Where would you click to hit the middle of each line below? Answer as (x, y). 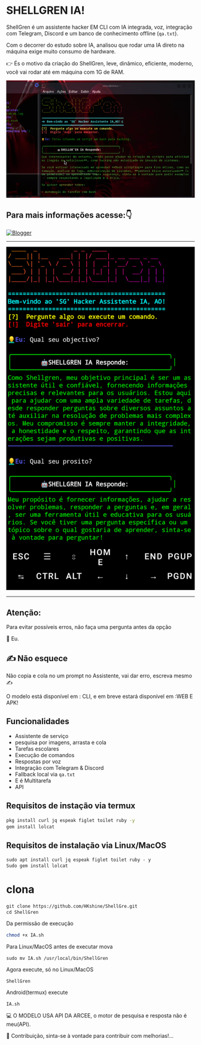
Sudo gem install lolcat (37, 866)
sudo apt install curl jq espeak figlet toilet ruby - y (79, 860)
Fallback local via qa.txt (45, 774)
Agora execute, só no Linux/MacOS (50, 969)
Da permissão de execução (40, 923)
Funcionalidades (38, 722)
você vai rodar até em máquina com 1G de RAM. (66, 72)
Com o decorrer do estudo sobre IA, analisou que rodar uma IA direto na (95, 45)
